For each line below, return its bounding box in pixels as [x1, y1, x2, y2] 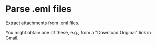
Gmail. [5, 35, 19, 41]
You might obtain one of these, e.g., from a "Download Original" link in [5, 29, 151, 35]
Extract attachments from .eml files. [5, 20, 80, 26]
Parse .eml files [5, 3, 72, 15]
